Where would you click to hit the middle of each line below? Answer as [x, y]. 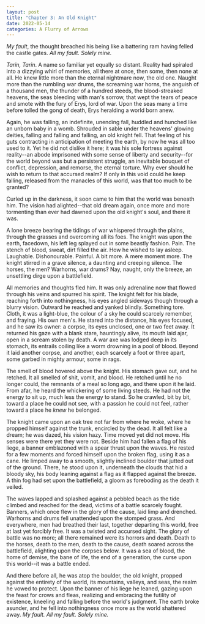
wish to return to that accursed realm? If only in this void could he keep [96, 174]
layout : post [23, 12]
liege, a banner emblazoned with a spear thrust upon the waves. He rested [100, 448]
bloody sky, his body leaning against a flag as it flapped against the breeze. [102, 474]
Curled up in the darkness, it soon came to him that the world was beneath [100, 199]
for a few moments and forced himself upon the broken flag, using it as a [98, 455]
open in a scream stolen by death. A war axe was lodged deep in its [92, 340]
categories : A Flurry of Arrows [47, 29]
